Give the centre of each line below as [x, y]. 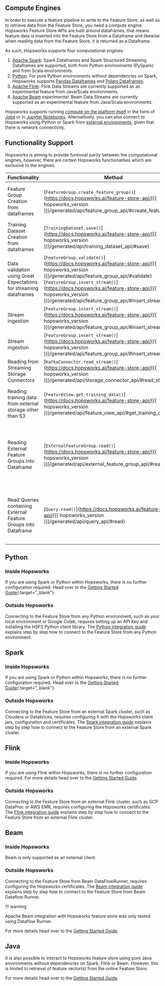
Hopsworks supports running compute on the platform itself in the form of [80, 112]
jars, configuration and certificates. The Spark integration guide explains [78, 722]
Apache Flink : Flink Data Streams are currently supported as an [76, 86]
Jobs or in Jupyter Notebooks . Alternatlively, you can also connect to [75, 117]
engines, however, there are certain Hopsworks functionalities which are [78, 160]
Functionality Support [39, 143]
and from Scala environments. [43, 71]
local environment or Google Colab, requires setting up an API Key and [77, 621]
